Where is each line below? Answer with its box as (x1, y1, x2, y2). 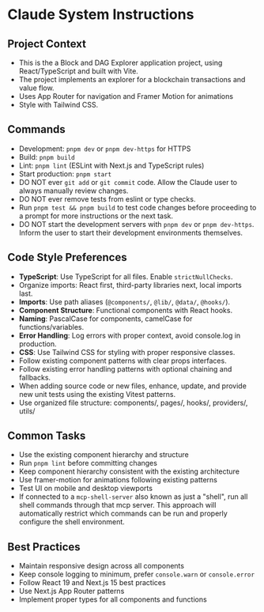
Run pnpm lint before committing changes (18, 459, 157, 468)
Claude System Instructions (7, 6, 194, 24)
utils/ (18, 406, 36, 416)
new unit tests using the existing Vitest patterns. (18, 389, 175, 399)
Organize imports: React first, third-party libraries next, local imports (18, 280, 242, 289)
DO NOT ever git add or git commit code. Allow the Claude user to (18, 177, 238, 187)
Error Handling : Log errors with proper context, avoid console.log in (18, 331, 241, 340)
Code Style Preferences (7, 251, 127, 264)
